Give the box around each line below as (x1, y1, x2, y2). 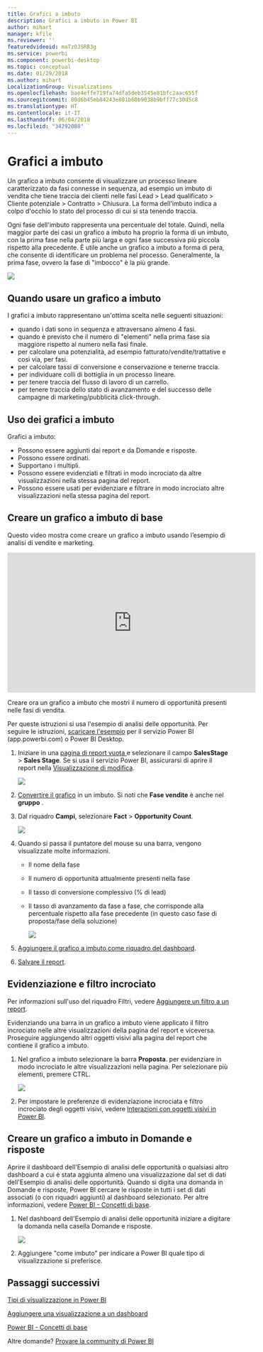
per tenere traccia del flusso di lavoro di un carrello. (17, 378, 169, 386)
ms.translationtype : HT (7, 103, 78, 110)
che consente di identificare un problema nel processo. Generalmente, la (7, 251, 220, 259)
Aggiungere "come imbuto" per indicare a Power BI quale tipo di (17, 1248, 206, 1258)
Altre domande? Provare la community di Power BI (7, 1337, 155, 1346)
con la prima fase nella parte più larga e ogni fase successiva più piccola (7, 236, 220, 244)
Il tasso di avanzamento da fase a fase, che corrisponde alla (28, 902, 204, 910)
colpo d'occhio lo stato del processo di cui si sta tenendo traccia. (7, 207, 198, 215)
